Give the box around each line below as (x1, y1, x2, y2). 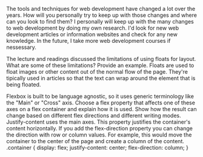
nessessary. (6, 43, 36, 51)
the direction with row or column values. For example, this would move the (6, 131, 192, 138)
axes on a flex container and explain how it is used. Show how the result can (6, 106, 197, 112)
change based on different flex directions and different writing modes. (6, 112, 181, 119)
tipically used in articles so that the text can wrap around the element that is (6, 75, 196, 82)
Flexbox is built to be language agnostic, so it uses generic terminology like (6, 93, 194, 100)
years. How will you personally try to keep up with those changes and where (6, 11, 197, 19)
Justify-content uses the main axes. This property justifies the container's (6, 118, 191, 126)
